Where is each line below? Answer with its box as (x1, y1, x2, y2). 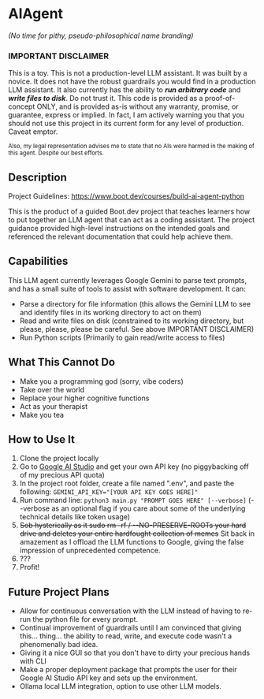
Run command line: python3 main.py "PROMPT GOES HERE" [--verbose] (19, 496, 247, 505)
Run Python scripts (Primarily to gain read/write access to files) (19, 333, 225, 342)
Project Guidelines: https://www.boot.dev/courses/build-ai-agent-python (8, 191, 245, 201)
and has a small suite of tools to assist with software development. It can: (8, 284, 246, 293)
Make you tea (19, 410, 65, 419)
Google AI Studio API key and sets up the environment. (19, 673, 199, 682)
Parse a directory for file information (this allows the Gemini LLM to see (19, 299, 251, 308)
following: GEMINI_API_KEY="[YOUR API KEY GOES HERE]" (19, 487, 199, 496)
